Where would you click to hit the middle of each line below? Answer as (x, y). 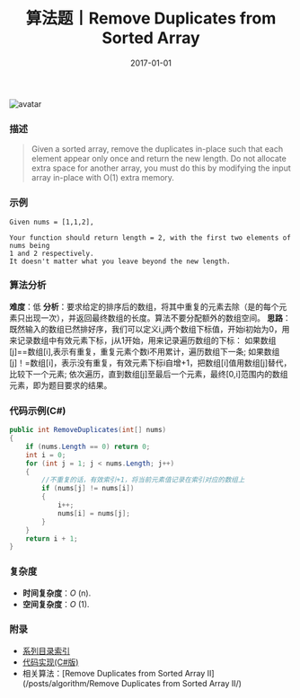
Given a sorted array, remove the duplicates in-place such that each (157, 149)
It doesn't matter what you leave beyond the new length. (120, 261)
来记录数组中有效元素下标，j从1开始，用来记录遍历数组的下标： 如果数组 (143, 340)
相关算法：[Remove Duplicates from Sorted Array (114, 673)
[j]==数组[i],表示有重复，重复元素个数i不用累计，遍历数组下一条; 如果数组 (145, 351)
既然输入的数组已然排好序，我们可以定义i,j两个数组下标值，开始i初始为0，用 (150, 329)
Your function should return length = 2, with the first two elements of (150, 238)
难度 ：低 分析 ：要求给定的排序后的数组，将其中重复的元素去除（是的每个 (144, 306)
